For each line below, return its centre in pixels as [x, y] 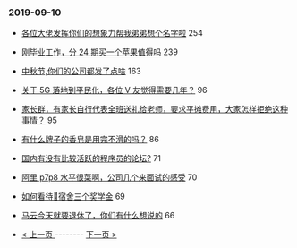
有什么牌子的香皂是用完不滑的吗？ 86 [90, 140]
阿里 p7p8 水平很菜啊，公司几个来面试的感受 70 [109, 177]
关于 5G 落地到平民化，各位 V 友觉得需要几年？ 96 [114, 90]
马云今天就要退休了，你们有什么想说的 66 [98, 216]
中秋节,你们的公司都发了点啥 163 [81, 71]
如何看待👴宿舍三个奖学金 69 [73, 197]
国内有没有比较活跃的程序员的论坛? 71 [91, 158]
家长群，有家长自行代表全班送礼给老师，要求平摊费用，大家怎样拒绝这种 [154, 109]
